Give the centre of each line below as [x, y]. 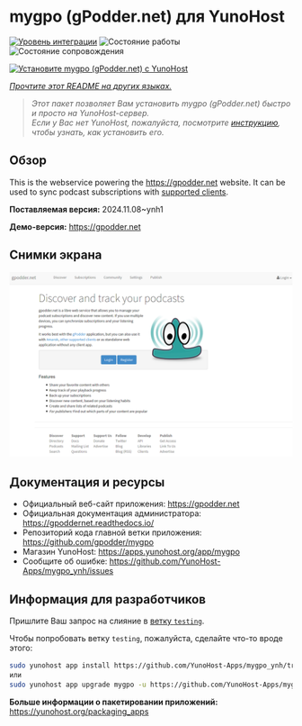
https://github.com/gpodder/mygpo [88, 542]
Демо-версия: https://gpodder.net [75, 226]
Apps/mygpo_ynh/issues [68, 571]
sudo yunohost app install [60, 665]
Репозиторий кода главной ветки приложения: [112, 532]
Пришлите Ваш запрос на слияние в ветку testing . [107, 621]
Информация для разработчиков [108, 599]
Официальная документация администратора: [112, 513]
